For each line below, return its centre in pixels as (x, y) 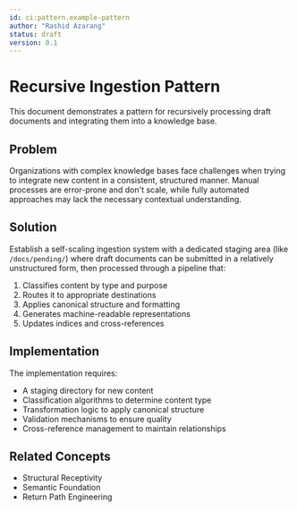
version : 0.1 (34, 43)
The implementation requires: (64, 373)
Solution (33, 228)
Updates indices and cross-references (93, 323)
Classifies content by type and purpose (95, 285)
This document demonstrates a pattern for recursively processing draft (140, 112)
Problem (34, 149)
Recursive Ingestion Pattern (115, 87)
